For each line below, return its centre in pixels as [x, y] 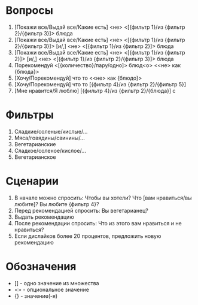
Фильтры [30, 115]
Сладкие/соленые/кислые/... [51, 131]
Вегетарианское [35, 157]
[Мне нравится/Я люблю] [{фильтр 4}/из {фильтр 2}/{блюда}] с [95, 90]
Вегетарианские [35, 144]
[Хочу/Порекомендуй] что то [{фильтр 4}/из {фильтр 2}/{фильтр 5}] [100, 84]
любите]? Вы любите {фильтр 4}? [57, 204]
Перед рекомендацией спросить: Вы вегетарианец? [81, 210]
